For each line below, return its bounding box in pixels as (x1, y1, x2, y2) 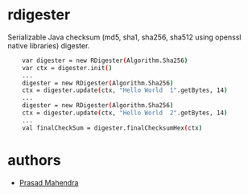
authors (7, 151, 61, 169)
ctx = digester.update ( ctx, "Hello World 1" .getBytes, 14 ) (22, 86, 228, 94)
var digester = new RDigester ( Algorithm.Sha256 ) (22, 56, 188, 64)
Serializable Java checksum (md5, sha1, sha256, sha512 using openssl (7, 32, 242, 42)
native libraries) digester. (7, 40, 90, 50)
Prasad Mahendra (19, 177, 79, 187)
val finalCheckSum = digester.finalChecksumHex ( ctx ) (22, 123, 203, 132)
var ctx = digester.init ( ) (22, 64, 113, 72)
